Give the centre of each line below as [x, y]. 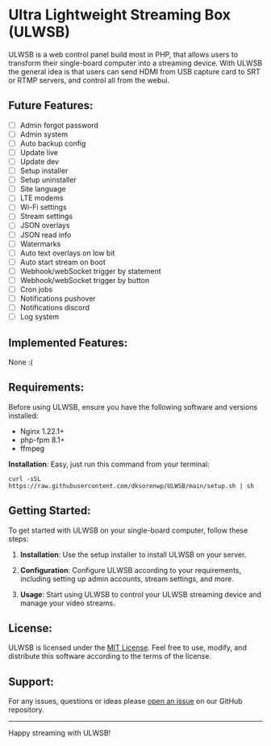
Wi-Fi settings [43, 207]
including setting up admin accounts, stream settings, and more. [127, 579]
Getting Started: [50, 511]
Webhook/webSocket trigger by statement [90, 271]
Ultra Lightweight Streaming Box [120, 15]
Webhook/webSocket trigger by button [85, 280]
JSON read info [46, 234]
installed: [23, 415]
